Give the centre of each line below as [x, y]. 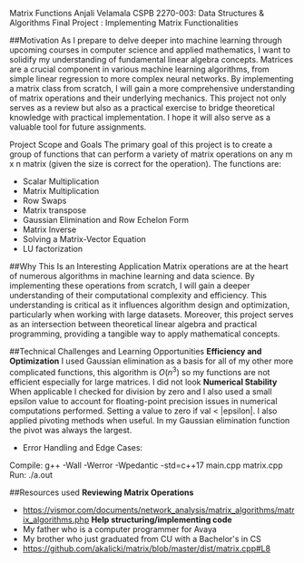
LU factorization [53, 249]
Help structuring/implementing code [162, 519]
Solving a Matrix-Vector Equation [84, 239]
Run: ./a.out [31, 474]
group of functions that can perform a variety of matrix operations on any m [151, 154]
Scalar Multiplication [61, 181]
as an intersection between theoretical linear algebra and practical [133, 324]
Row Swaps [44, 200]
